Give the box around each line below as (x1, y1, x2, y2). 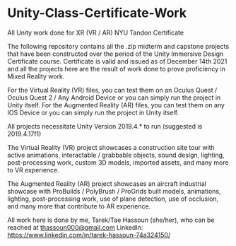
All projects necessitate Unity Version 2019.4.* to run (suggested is (7, 122, 203, 130)
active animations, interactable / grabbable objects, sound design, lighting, (7, 151, 225, 159)
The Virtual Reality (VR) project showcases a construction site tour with (7, 143, 216, 151)
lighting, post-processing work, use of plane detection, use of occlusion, (7, 194, 219, 203)
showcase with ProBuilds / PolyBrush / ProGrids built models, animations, (7, 187, 221, 195)
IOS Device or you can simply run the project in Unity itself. (7, 108, 179, 117)
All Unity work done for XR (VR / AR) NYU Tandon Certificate (7, 28, 184, 37)
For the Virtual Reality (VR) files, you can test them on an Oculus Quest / (7, 86, 218, 94)
